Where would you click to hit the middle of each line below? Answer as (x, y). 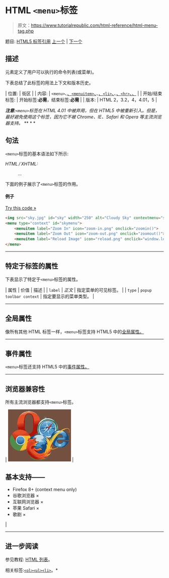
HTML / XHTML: (22, 164)
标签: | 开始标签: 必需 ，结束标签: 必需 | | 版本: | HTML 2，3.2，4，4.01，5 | (81, 99)
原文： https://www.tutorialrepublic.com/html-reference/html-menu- (88, 25)
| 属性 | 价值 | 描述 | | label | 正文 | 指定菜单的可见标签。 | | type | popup (78, 290)
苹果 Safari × (26, 508)
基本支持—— (25, 477)
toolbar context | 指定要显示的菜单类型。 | (50, 296)
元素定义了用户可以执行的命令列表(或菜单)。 (51, 72)
